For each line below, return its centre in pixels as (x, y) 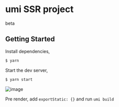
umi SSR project (39, 9)
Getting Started (30, 39)
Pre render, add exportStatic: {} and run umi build (59, 99)
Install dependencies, (28, 51)
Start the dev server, (27, 70)
